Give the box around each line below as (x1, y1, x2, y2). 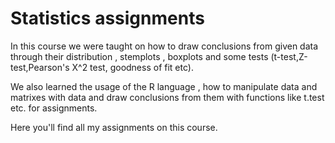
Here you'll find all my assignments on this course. (10, 121, 218, 133)
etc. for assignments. (10, 102, 98, 114)
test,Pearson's (10, 61, 70, 73)
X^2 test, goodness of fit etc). (71, 61, 194, 73)
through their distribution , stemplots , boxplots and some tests (10, 50, 269, 62)
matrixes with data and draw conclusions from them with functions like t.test (10, 91, 325, 103)
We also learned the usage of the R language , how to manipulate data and (10, 80, 318, 92)
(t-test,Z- (270, 50, 308, 62)
